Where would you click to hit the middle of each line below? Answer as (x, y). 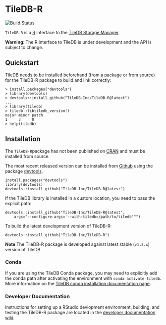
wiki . (10, 318)
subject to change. (24, 47)
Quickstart (22, 63)
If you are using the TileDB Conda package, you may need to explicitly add (81, 273)
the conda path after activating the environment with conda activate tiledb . (83, 278)
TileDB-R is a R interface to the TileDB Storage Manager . (62, 32)
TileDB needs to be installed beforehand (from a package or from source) (80, 75)
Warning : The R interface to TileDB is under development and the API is (79, 42)
